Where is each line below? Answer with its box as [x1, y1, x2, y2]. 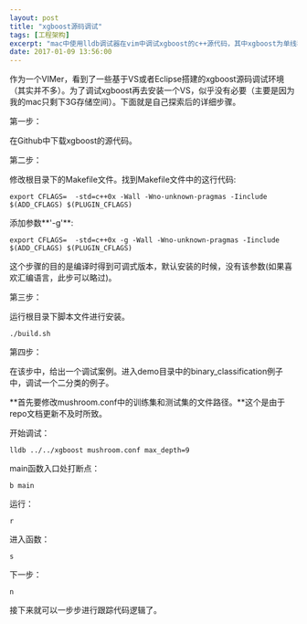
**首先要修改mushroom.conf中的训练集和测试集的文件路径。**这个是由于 [9, 397, 286, 407]
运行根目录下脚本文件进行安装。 [9, 312, 130, 323]
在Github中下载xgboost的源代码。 [9, 135, 137, 146]
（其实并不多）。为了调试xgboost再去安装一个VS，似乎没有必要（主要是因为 [9, 85, 295, 96]
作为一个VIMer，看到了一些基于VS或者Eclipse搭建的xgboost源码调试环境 [9, 74, 285, 85]
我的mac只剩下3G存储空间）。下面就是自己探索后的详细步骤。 [9, 97, 241, 108]
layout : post [9, 13, 59, 23]
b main [9, 481, 35, 491]
